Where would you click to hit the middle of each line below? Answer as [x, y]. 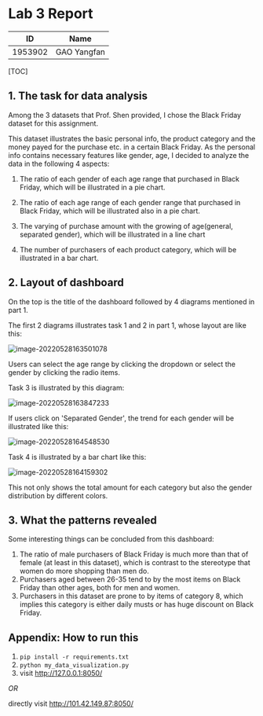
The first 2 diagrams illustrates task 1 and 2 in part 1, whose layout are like [128, 325]
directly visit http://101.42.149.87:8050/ [71, 703]
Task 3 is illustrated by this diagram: [66, 387]
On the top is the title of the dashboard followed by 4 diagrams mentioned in [131, 301]
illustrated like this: [38, 426]
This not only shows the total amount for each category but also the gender [130, 487]
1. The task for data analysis [78, 96]
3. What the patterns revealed [82, 520]
